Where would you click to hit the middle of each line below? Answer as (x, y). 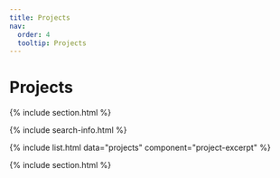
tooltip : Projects (52, 43)
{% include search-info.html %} (68, 130)
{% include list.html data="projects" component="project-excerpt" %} (140, 148)
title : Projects (40, 18)
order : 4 (34, 34)
